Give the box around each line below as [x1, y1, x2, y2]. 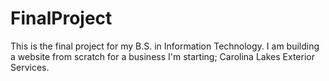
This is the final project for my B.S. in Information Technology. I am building [10, 40, 320, 52]
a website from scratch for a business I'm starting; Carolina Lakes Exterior [10, 50, 315, 62]
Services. [10, 61, 50, 73]
